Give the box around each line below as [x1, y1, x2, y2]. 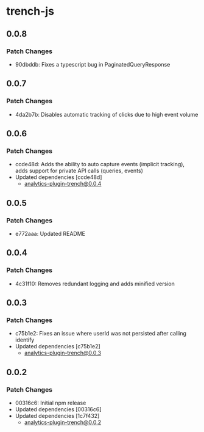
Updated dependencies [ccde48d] [15, 174, 102, 181]
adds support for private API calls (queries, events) [15, 167, 143, 175]
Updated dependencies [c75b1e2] [15, 343, 100, 350]
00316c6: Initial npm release [15, 399, 86, 406]
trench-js [6, 4, 55, 18]
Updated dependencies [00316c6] [15, 406, 102, 413]
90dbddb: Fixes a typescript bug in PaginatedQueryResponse [15, 60, 171, 68]
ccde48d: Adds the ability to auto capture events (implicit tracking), [15, 161, 185, 168]
